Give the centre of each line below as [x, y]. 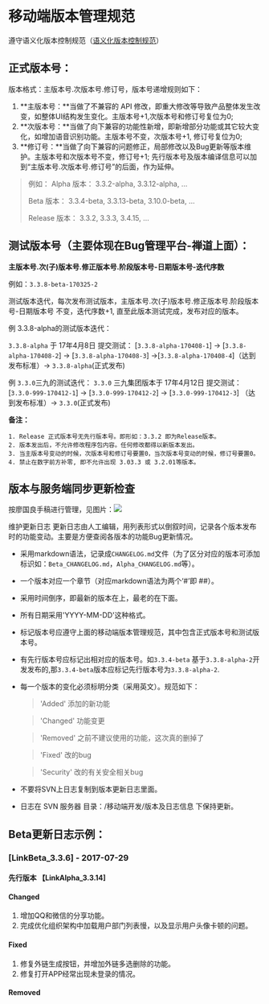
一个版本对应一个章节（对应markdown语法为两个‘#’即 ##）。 [119, 581]
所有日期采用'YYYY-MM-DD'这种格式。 [85, 615]
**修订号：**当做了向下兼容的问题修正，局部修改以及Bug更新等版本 [132, 147]
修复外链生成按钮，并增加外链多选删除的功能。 [97, 964]
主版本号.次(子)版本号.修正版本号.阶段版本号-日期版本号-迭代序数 [116, 266]
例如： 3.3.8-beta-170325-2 [53, 283]
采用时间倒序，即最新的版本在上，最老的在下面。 [101, 598]
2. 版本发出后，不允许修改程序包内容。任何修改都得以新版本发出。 [104, 445]
